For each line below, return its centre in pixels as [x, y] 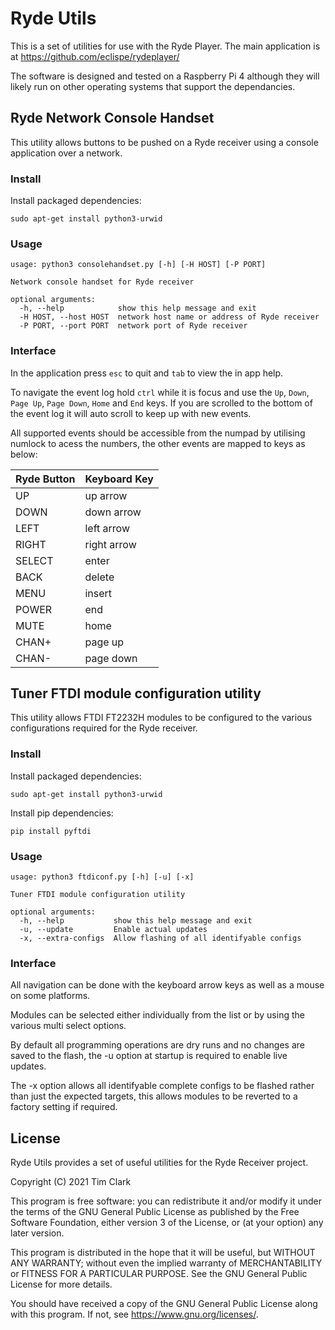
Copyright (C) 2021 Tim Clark [71, 1182]
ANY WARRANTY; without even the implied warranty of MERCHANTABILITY [166, 1263]
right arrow [110, 544]
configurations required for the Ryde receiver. [104, 728]
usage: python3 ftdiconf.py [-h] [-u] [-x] [102, 877]
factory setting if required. [64, 1107]
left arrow [107, 528]
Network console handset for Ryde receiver [102, 282]
